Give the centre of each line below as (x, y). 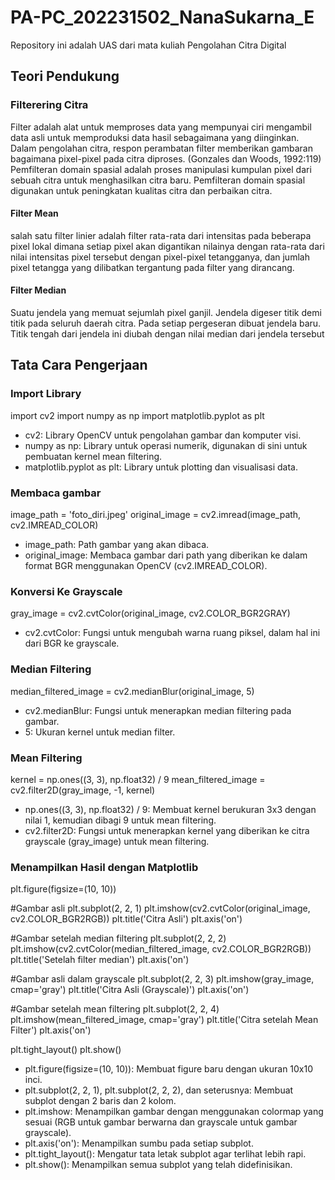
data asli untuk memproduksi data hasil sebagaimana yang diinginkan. (155, 137)
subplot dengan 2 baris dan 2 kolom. (100, 1101)
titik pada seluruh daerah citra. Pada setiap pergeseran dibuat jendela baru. (166, 323)
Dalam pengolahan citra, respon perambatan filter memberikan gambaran (161, 148)
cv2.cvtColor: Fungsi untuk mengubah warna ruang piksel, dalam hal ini (172, 633)
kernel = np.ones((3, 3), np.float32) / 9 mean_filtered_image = (138, 779)
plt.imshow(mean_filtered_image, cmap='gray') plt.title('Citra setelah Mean (164, 1020)
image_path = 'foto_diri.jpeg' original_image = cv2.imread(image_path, (156, 515)
